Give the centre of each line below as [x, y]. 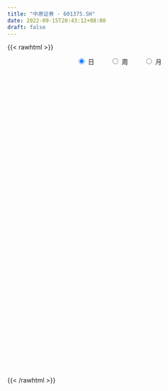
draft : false [27, 27]
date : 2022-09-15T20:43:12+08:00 [57, 21]
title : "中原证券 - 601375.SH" [51, 14]
